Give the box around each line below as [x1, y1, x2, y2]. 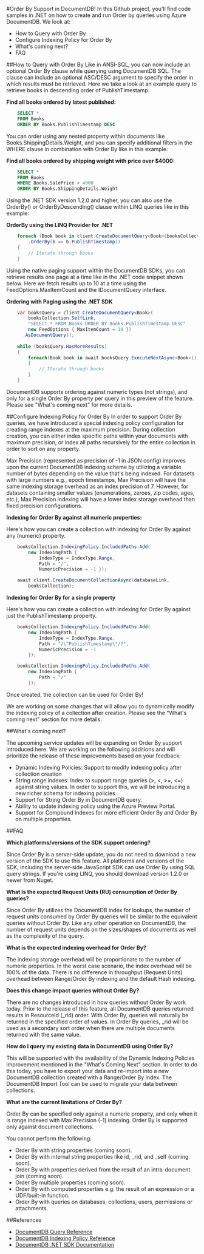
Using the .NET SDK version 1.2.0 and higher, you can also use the [6, 197, 172, 204]
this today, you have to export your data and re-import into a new [6, 1067, 169, 1074]
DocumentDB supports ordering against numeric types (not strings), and [6, 388, 188, 395]
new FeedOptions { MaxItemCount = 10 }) [28, 327, 132, 333]
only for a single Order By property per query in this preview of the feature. [6, 395, 194, 402]
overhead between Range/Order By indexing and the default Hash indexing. [6, 975, 196, 982]
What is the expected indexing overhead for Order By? [6, 944, 147, 951]
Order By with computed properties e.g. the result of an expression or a [15, 1185, 194, 1192]
